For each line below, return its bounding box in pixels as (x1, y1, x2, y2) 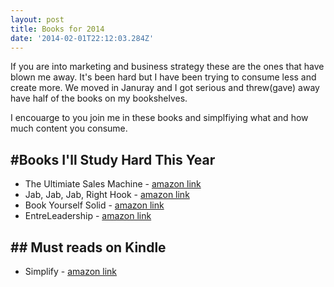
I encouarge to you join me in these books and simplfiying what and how (10, 112, 309, 124)
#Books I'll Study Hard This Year (10, 151, 216, 168)
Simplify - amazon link (24, 266, 118, 277)
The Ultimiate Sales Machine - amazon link (24, 178, 202, 190)
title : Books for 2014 (10, 24, 105, 34)
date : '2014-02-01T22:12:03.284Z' (10, 33, 155, 43)
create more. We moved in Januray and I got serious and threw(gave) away (10, 82, 320, 94)
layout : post (10, 14, 65, 25)
